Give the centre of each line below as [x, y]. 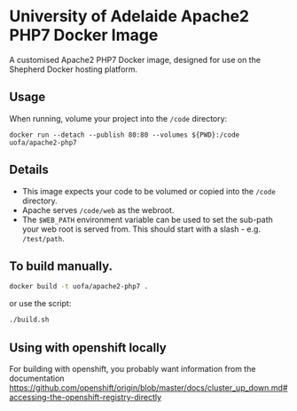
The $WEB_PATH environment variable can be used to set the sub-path [147, 219]
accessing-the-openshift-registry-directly [86, 397]
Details [29, 170]
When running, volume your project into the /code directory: [118, 118]
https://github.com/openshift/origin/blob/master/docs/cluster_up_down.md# [148, 387]
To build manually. [61, 266]
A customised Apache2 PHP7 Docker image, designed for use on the [135, 59]
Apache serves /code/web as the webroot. [98, 209]
